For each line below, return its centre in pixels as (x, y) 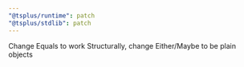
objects (21, 54)
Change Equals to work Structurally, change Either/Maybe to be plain (122, 45)
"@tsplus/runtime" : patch (51, 16)
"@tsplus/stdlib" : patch (50, 23)
